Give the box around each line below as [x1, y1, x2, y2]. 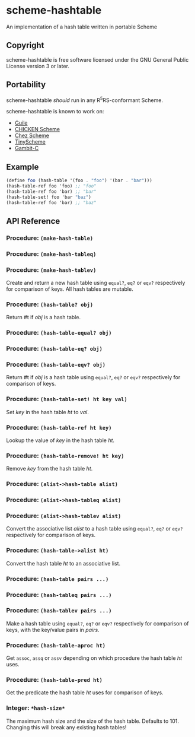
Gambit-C [14, 145, 39, 152]
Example [6, 161, 39, 172]
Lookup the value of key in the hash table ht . [6, 437, 114, 444]
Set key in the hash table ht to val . [6, 408, 89, 415]
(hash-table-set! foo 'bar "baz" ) [6, 194, 92, 200]
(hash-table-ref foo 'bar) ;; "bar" [6, 188, 97, 195]
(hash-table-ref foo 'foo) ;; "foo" [6, 183, 97, 189]
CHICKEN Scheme [14, 126, 60, 133]
